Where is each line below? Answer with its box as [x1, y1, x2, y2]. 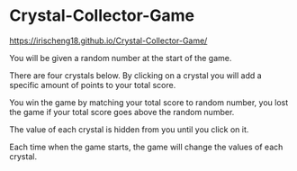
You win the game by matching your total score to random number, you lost [9, 96, 289, 108]
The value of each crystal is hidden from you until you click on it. [9, 123, 249, 135]
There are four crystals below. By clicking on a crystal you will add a [9, 69, 263, 81]
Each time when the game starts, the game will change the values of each [9, 141, 283, 152]
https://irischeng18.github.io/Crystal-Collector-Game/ [9, 35, 208, 46]
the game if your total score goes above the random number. [9, 106, 235, 117]
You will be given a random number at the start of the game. [9, 52, 232, 63]
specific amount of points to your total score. [9, 79, 176, 90]
